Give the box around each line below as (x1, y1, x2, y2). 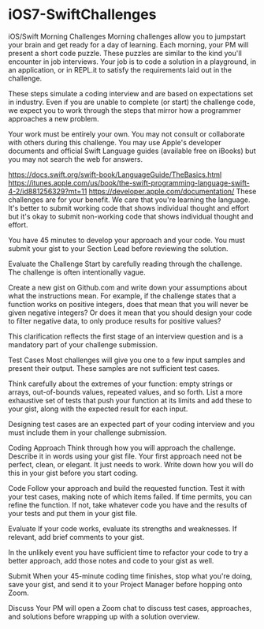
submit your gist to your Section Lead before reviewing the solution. (8, 243, 229, 253)
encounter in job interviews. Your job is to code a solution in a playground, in (8, 57, 257, 66)
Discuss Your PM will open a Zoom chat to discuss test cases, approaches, (8, 603, 252, 612)
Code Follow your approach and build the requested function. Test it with (8, 483, 246, 492)
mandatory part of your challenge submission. (8, 339, 158, 349)
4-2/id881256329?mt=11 (8, 186, 87, 196)
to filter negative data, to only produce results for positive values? (8, 316, 221, 325)
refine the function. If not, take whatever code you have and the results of (8, 500, 247, 510)
